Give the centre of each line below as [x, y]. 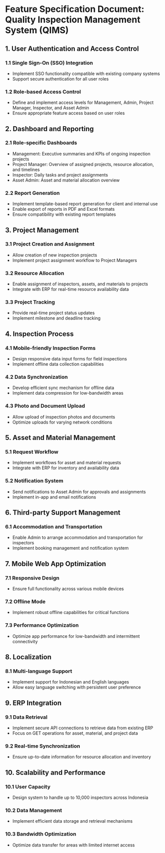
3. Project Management [42, 230]
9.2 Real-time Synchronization [43, 746]
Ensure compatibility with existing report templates [64, 214]
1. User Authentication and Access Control [72, 48]
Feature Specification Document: [75, 9]
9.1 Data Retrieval [27, 717]
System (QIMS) [37, 30]
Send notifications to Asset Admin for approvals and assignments [79, 492]
